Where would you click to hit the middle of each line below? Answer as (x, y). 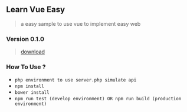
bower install (32, 93)
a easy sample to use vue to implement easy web (81, 23)
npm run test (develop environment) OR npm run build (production (98, 99)
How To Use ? (26, 67)
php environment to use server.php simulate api (76, 80)
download (33, 52)
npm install (29, 86)
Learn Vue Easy (36, 10)
